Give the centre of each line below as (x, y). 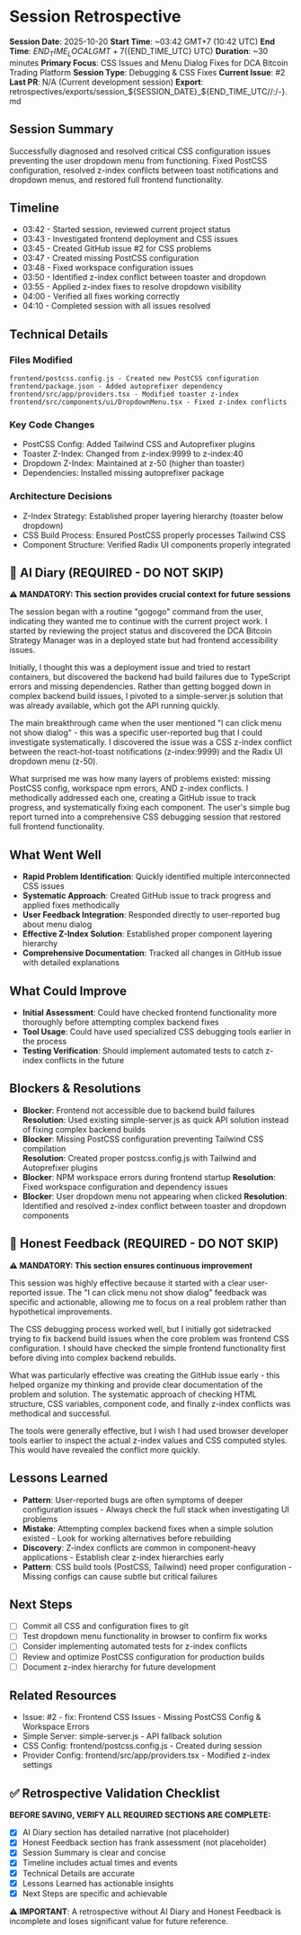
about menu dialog (57, 925)
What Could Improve (68, 991)
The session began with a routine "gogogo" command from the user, (136, 612)
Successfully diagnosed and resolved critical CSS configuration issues (140, 151)
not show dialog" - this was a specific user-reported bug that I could (136, 733)
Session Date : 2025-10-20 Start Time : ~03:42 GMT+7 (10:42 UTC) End (142, 41)
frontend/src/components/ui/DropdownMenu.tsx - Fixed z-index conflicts (148, 402)
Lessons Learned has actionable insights (98, 1883)
